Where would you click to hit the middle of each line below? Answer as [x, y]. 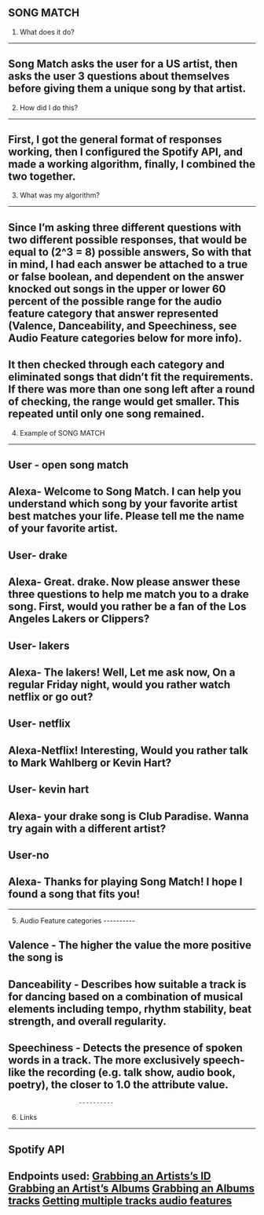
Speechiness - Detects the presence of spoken [125, 1048]
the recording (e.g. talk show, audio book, [132, 1072]
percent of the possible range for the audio [115, 301]
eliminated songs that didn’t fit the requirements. [131, 377]
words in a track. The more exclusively [104, 1060]
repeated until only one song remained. [106, 414]
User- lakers [39, 645]
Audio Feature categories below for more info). [125, 338]
